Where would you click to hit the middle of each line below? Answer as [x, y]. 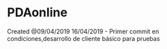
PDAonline [37, 13]
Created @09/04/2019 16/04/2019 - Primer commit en [83, 31]
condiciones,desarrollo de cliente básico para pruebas [83, 38]
